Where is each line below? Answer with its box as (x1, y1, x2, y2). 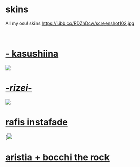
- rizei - (5, 82, 32, 94)
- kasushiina (5, 48, 59, 59)
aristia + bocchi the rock (5, 151, 110, 163)
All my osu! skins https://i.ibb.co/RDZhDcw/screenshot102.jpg (5, 20, 135, 26)
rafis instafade (5, 117, 68, 128)
